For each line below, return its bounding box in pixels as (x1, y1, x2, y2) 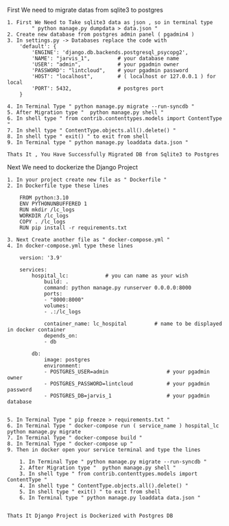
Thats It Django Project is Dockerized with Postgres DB (7, 512, 173, 519)
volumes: (43, 302, 69, 309)
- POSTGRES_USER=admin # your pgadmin (43, 368, 210, 375)
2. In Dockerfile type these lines (7, 182, 109, 189)
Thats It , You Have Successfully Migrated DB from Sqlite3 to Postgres (7, 151, 219, 158)
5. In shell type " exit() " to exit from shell (19, 488, 161, 495)
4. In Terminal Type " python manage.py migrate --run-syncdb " (7, 103, 195, 110)
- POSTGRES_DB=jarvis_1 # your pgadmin (43, 392, 210, 399)
